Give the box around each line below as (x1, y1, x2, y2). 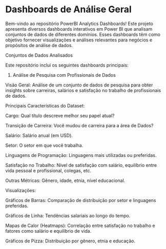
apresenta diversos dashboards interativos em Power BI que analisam (5, 26, 153, 32)
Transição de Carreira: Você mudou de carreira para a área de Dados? (5, 122, 154, 128)
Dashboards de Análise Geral (5, 4, 132, 15)
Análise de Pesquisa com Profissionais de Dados (12, 72, 116, 78)
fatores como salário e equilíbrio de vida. (5, 228, 92, 234)
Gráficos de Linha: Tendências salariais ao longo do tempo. (5, 212, 131, 218)
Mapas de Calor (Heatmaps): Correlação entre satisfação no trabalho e (5, 222, 155, 229)
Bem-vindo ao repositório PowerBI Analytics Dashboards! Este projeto (5, 20, 154, 27)
